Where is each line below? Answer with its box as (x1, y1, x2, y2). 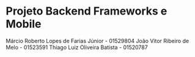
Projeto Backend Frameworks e (6, 4, 167, 18)
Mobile (6, 17, 42, 31)
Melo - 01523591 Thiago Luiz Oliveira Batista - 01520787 (6, 44, 148, 51)
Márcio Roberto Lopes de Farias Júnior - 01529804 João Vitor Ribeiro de (6, 37, 189, 44)
